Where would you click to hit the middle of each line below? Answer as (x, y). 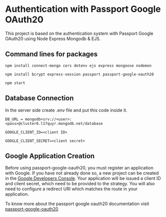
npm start (15, 83)
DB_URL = (14, 119)
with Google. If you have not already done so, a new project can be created (82, 173)
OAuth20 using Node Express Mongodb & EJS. (53, 39)
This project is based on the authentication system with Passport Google (79, 33)
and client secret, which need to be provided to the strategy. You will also (80, 184)
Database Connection (39, 98)
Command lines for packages (52, 54)
